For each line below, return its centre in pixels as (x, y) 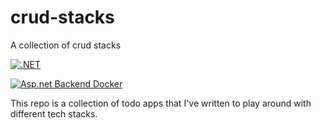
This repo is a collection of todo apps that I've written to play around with (161, 103)
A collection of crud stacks (66, 45)
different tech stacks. (54, 113)
